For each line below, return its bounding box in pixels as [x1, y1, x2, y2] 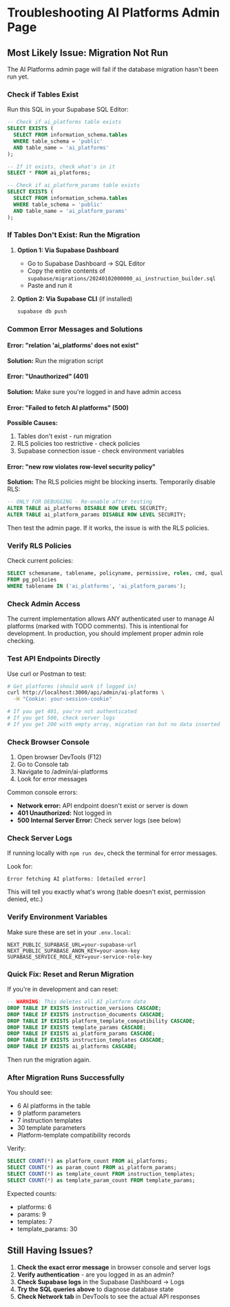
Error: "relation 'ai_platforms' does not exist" [7, 341, 139, 349]
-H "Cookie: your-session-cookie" [13, 696, 112, 703]
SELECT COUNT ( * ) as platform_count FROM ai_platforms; [7, 1157, 168, 1165]
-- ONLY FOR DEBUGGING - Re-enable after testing [7, 498, 153, 506]
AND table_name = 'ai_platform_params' [13, 207, 128, 214]
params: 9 [17, 1210, 46, 1218]
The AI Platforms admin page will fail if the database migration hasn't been [7, 65, 219, 73]
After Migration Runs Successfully [7, 1073, 125, 1082]
